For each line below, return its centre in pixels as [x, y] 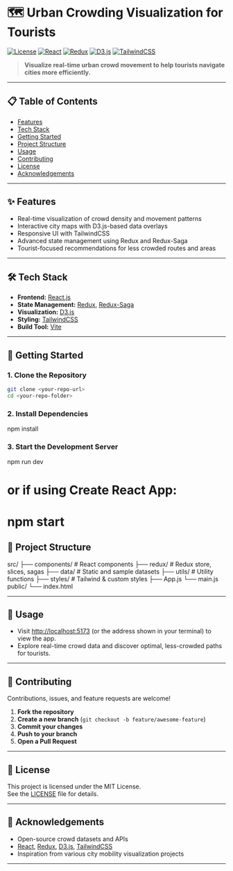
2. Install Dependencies [48, 413]
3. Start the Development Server [63, 447]
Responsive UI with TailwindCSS [63, 233]
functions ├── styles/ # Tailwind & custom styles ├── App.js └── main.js [113, 579]
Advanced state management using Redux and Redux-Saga [103, 240]
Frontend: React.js [44, 297]
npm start [36, 522]
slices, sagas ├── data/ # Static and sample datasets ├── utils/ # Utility [110, 571]
